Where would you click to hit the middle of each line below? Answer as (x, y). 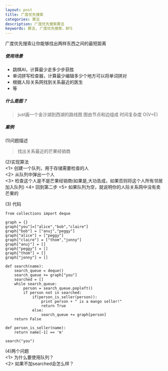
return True (53, 306)
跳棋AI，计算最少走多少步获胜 (43, 70)
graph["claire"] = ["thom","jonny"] (43, 240)
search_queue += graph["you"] (46, 275)
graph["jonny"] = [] (27, 258)
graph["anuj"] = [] (26, 244)
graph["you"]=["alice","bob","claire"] (47, 227)
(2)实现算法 (17, 162)
